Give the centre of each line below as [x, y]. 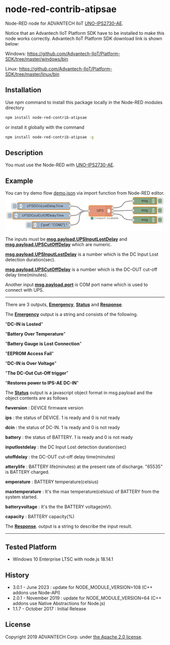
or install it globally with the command [45, 127]
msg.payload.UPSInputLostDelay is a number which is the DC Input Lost [82, 254]
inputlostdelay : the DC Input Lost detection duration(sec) [66, 447]
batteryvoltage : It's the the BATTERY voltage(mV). [59, 507]
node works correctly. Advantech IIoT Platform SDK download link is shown [84, 38]
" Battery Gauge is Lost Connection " [44, 344]
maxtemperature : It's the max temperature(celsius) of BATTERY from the [82, 492]
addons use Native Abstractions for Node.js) [59, 604]
